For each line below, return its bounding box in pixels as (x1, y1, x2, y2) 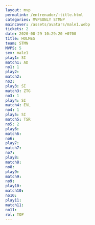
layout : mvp (5, 7, 31, 13)
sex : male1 (5, 50, 29, 55)
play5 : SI (5, 112, 27, 118)
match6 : (5, 131, 22, 136)
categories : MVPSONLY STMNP (5, 17, 65, 22)
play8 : (5, 155, 19, 160)
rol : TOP (5, 212, 24, 217)
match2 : (5, 74, 22, 79)
